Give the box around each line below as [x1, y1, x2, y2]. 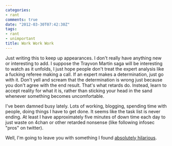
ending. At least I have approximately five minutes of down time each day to [5, 114, 166, 120]
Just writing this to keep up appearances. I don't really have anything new [5, 55, 162, 61]
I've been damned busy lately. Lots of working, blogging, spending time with [5, 103, 167, 109]
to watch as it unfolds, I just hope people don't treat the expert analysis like [5, 66, 164, 72]
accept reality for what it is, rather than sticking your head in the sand [5, 88, 152, 94]
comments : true [5, 17, 38, 22]
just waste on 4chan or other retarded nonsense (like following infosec [5, 119, 155, 126]
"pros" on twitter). [5, 124, 44, 131]
